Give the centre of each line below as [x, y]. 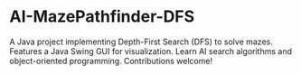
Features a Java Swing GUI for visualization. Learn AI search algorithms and [150, 51]
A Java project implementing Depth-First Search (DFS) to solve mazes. [141, 42]
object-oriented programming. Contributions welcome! [111, 61]
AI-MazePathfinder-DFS [102, 17]
